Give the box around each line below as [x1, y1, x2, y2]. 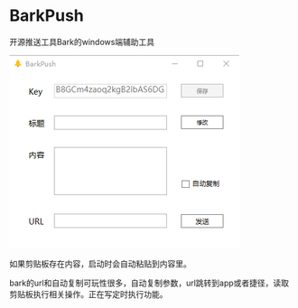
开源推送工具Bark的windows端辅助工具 [9, 36, 155, 47]
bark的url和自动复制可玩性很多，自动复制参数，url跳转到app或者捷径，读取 [9, 277, 290, 288]
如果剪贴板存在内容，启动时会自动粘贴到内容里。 [9, 258, 191, 269]
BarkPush [9, 5, 84, 26]
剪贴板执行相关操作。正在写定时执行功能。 [9, 288, 168, 299]
